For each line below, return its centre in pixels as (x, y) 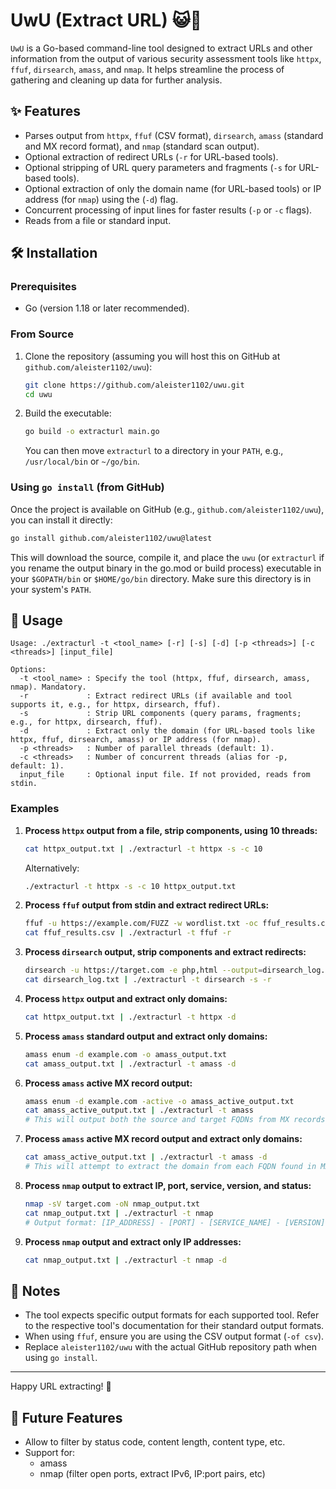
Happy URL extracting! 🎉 (61, 1386)
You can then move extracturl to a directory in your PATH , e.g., (154, 451)
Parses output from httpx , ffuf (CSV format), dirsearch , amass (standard (174, 135)
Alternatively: (52, 868)
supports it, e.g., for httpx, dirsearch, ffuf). (116, 705)
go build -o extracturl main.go (92, 432)
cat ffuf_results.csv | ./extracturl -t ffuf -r (128, 933)
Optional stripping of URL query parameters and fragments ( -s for (160, 167)
